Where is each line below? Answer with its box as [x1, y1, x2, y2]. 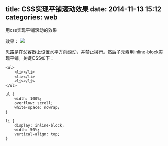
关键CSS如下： [22, 55, 55, 61]
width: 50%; [14, 127, 40, 132]
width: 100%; [14, 96, 42, 101]
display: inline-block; [14, 123, 65, 128]
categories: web [5, 13, 58, 22]
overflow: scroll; [14, 100, 53, 105]
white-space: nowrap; [14, 105, 60, 110]
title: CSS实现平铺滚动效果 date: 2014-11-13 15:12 [5, 5, 162, 14]
